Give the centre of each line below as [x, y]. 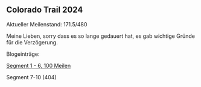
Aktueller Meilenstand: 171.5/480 [47, 24]
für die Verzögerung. [32, 42]
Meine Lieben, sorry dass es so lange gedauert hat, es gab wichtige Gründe [101, 36]
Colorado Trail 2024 [45, 10]
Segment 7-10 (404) [31, 77]
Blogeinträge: [23, 54]
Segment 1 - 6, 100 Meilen [39, 65]
